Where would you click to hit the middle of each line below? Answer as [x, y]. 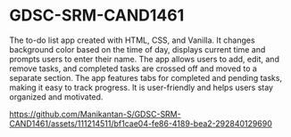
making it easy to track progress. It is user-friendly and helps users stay [141, 87]
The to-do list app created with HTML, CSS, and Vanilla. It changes [133, 40]
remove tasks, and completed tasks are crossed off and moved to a [133, 68]
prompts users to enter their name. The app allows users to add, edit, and [144, 59]
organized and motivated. [56, 97]
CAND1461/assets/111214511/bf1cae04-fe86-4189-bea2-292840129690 [141, 123]
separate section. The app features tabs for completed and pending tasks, [146, 77]
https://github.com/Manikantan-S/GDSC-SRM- [95, 114]
